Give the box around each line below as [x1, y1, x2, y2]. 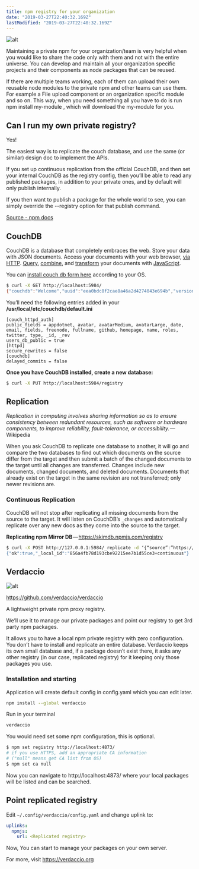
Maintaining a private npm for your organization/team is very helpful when [6, 48, 187, 55]
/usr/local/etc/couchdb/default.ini [6, 305, 93, 312]
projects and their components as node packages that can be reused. [6, 67, 176, 74]
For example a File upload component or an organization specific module [6, 90, 185, 98]
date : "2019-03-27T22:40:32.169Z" [6, 14, 92, 20]
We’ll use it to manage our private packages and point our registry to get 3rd [6, 617, 192, 624]
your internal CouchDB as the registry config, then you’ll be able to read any [6, 172, 192, 179]
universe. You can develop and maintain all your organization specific [6, 60, 176, 67]
